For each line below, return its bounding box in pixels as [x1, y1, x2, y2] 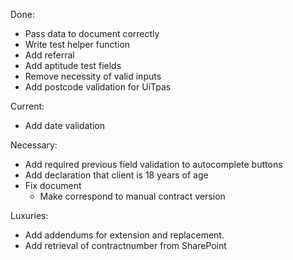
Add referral [24, 49, 75, 61]
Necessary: [10, 139, 58, 151]
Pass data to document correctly [24, 28, 160, 39]
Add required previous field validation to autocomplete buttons [24, 159, 283, 170]
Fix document [24, 180, 82, 191]
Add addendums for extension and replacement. [24, 229, 225, 241]
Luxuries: [10, 210, 49, 221]
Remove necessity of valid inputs [24, 70, 162, 82]
